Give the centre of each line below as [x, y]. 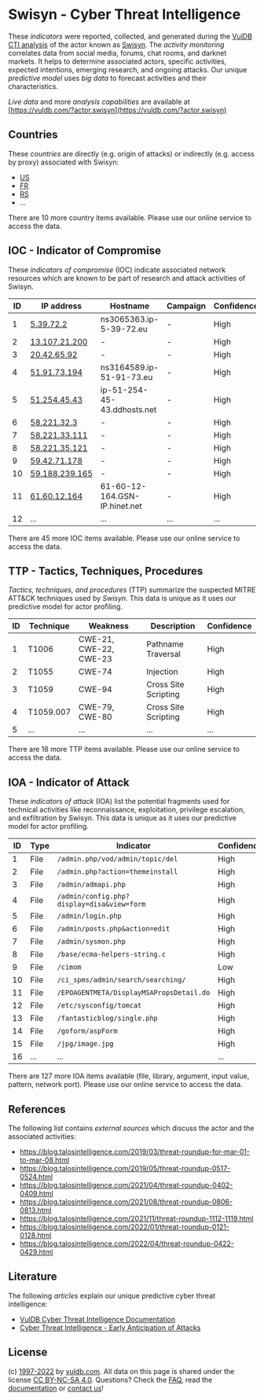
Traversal [163, 654]
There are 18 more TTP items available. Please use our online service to [124, 750]
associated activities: [42, 1137]
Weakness [109, 626]
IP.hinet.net [121, 506]
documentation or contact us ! [56, 1388]
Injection [162, 672]
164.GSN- [120, 496]
